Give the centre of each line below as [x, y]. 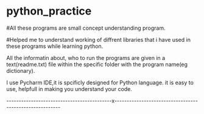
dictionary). [21, 70]
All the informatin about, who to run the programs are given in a [86, 58]
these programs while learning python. [55, 46]
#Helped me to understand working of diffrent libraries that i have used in [98, 39]
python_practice [49, 11]
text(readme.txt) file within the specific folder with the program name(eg [97, 64]
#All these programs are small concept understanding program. [86, 28]
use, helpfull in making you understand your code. [69, 89]
